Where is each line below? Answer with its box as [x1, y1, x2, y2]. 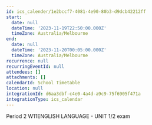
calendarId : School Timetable [6, 80, 81, 86]
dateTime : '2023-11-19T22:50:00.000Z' [11, 25, 107, 31]
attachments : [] [6, 74, 46, 80]
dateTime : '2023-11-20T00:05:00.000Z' [11, 47, 107, 53]
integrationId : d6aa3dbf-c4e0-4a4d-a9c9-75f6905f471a [6, 91, 141, 97]
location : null [6, 85, 44, 91]
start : [6, 14, 22, 20]
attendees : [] [6, 69, 41, 75]
